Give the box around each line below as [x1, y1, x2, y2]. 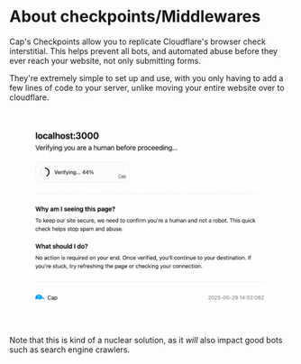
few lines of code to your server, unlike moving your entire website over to [9, 82, 286, 93]
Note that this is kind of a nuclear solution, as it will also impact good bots [9, 334, 283, 345]
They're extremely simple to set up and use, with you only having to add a [9, 72, 284, 83]
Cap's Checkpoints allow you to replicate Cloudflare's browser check [9, 36, 266, 47]
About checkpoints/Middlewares [9, 6, 261, 27]
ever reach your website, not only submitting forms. [9, 55, 201, 66]
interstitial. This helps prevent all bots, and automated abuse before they [9, 45, 278, 56]
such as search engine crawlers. [9, 344, 131, 355]
